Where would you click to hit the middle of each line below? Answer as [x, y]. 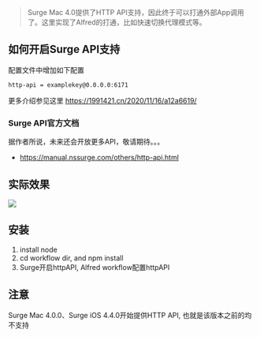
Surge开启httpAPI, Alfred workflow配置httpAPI [95, 267]
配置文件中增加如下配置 [46, 69]
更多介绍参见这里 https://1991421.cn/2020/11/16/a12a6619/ [102, 100]
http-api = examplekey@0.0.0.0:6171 [68, 85]
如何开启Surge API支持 [64, 49]
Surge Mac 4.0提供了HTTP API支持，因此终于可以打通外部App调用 [136, 12]
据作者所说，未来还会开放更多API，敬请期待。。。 [86, 142]
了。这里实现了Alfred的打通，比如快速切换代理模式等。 [117, 22]
